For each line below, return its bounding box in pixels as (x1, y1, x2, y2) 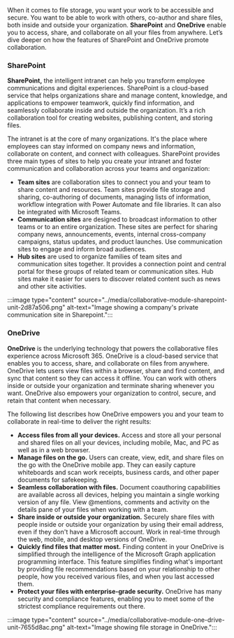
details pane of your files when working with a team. (17, 505, 168, 513)
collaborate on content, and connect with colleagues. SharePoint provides (7, 150, 220, 158)
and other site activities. (17, 282, 87, 291)
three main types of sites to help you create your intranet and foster (7, 157, 202, 165)
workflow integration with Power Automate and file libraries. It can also (17, 200, 221, 209)
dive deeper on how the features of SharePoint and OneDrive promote (7, 36, 210, 44)
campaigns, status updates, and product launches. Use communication (17, 237, 223, 246)
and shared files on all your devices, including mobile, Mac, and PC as (17, 438, 219, 447)
